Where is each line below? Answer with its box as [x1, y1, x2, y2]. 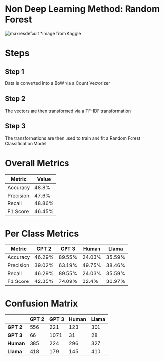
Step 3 [5, 122, 26, 130]
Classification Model [5, 140, 47, 146]
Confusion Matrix [5, 298, 78, 309]
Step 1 [5, 67, 25, 76]
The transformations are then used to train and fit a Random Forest [5, 135, 141, 141]
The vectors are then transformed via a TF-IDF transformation [5, 108, 131, 114]
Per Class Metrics [5, 228, 79, 239]
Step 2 [5, 95, 26, 103]
